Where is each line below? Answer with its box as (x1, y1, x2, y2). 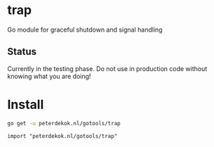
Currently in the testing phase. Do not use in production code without (7, 64, 208, 72)
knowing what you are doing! (7, 72, 91, 80)
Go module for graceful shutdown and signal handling (7, 25, 163, 34)
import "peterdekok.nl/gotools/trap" (7, 132, 118, 139)
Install (7, 96, 44, 113)
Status (7, 46, 37, 58)
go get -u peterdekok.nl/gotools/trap (7, 120, 121, 127)
